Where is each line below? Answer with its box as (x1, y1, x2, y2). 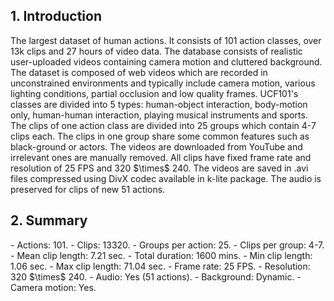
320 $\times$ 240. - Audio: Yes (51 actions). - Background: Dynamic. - (10, 270, 302, 283)
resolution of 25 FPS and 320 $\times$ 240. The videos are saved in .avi (10, 162, 309, 174)
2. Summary (10, 212, 88, 229)
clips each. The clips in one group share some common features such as (10, 130, 310, 142)
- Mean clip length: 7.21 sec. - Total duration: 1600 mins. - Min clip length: (10, 249, 313, 261)
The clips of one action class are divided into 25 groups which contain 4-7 (10, 119, 317, 131)
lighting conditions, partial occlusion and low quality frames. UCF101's (10, 87, 299, 99)
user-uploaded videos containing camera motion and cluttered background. (10, 55, 323, 68)
